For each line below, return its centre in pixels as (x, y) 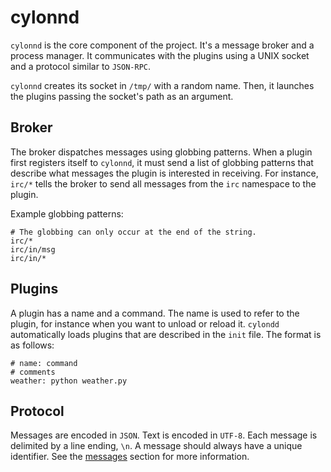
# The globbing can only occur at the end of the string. (133, 232)
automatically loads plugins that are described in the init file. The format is (166, 334)
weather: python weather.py (69, 381)
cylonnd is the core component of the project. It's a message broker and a (162, 45)
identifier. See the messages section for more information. (130, 457)
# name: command (44, 363)
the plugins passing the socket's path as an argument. (122, 96)
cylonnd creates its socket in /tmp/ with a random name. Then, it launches (162, 85)
